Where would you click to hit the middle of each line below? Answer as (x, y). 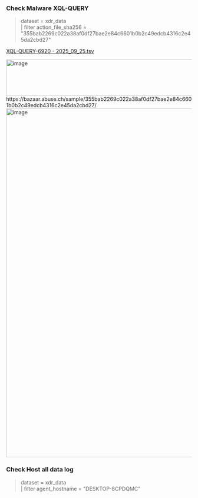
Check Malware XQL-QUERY (48, 8)
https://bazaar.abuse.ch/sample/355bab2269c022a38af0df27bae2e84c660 (99, 99)
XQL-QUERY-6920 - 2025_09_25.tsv (50, 51)
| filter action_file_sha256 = (54, 27)
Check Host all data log (40, 470)
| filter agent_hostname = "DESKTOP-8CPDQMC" (80, 489)
